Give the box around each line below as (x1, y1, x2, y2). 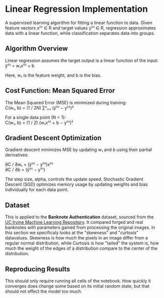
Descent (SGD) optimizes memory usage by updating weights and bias (5, 181, 148, 187)
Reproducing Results (5, 265, 70, 273)
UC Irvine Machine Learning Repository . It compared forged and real (5, 219, 143, 225)
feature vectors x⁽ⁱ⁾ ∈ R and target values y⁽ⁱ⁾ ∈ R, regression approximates (5, 25, 156, 30)
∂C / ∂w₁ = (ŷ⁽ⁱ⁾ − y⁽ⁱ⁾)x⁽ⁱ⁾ (5, 161, 53, 168)
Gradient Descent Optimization (5, 134, 102, 142)
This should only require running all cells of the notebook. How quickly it (5, 278, 151, 284)
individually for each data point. (5, 187, 69, 193)
